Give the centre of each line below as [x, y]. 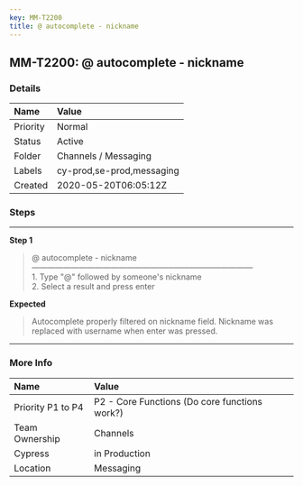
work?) [109, 413]
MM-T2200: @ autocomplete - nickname [127, 63]
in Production [122, 454]
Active [70, 142]
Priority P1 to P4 [49, 407]
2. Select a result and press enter [93, 287]
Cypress [32, 454]
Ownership [37, 438]
